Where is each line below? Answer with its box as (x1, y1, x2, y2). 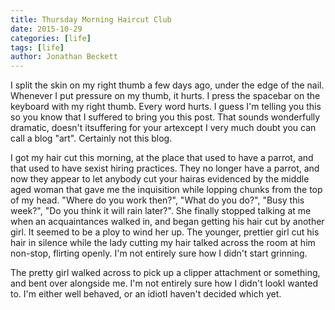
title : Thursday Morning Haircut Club (10, 14, 172, 25)
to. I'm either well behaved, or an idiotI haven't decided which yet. (10, 288, 282, 300)
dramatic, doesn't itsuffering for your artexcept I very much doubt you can (10, 122, 317, 134)
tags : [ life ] (10, 42, 65, 53)
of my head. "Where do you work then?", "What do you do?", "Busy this (10, 194, 305, 206)
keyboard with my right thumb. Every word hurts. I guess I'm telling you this (10, 101, 322, 113)
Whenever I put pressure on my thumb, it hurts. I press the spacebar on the (10, 90, 321, 102)
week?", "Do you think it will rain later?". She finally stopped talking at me (10, 205, 312, 217)
